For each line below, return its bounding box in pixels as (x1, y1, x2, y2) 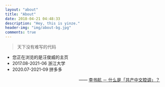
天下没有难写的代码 (17, 44, 56, 49)
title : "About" (5, 12, 36, 17)
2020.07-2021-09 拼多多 (12, 66, 62, 72)
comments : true (5, 30, 36, 35)
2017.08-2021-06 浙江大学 (12, 61, 65, 66)
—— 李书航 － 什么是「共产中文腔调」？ (79, 77, 160, 83)
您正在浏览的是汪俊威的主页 (12, 54, 69, 60)
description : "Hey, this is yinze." (5, 21, 80, 26)
